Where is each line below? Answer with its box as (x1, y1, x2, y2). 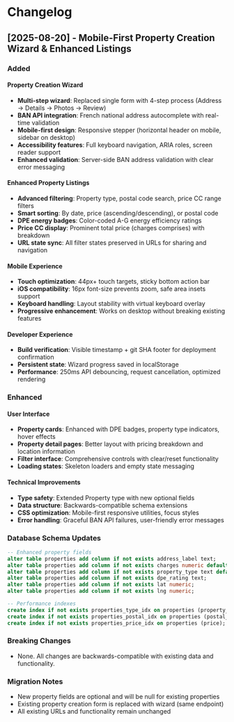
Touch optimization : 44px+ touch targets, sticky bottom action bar (17, 278, 210, 286)
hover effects (17, 433, 56, 441)
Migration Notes (7, 676, 63, 686)
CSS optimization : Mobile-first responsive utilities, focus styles (17, 508, 200, 517)
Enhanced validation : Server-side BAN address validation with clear (17, 155, 214, 163)
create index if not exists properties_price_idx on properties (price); (7, 620, 226, 627)
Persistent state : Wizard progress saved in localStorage (17, 360, 179, 369)
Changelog (7, 4, 72, 20)
